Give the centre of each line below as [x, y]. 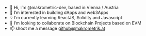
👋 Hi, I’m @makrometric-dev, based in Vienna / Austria [64, 7]
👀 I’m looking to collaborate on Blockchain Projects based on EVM [75, 23]
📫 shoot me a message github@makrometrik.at [57, 28]
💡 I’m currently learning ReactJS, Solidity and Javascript [66, 18]
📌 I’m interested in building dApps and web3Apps [59, 12]
